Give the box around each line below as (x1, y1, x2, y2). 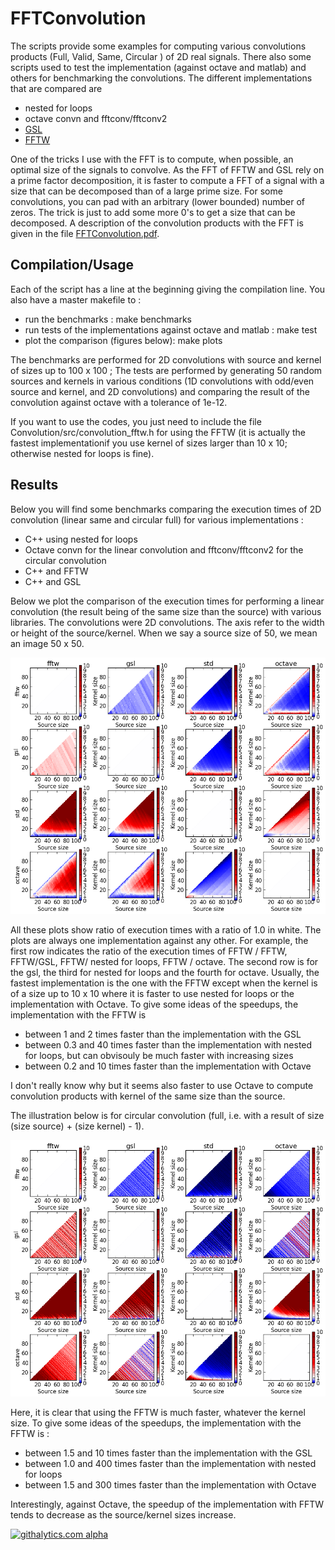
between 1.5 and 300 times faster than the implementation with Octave (24, 1479, 317, 1491)
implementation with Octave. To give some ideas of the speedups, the (10, 998, 299, 1010)
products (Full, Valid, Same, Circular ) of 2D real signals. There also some (10, 50, 312, 62)
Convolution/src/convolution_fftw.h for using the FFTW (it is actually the (10, 426, 306, 438)
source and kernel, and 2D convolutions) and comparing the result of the (10, 385, 311, 397)
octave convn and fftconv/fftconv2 (24, 112, 168, 124)
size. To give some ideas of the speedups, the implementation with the (10, 1417, 302, 1429)
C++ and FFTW (24, 565, 89, 577)
